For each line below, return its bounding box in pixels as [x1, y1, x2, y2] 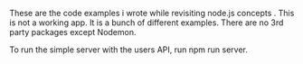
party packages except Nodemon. [9, 27, 137, 37]
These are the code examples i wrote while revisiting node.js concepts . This [9, 8, 295, 18]
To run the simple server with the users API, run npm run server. [9, 44, 249, 55]
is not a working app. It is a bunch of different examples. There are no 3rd [9, 17, 284, 28]
